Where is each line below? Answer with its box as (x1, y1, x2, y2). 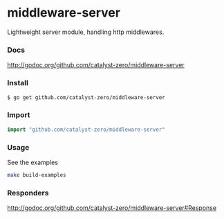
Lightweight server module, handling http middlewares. (7, 28, 165, 36)
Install (7, 78, 29, 88)
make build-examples (7, 171, 67, 178)
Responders (7, 188, 49, 198)
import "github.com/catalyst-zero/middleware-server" (7, 126, 166, 133)
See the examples (7, 158, 59, 166)
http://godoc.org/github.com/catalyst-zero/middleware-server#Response (7, 204, 216, 212)
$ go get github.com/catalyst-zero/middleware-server (7, 94, 166, 101)
